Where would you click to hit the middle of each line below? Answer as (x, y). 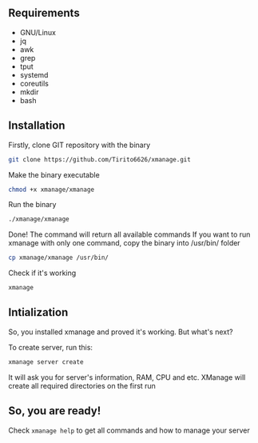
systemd (34, 74)
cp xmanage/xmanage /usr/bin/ (59, 258)
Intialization (38, 312)
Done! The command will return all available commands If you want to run (129, 234)
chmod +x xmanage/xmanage (51, 190)
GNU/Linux (38, 32)
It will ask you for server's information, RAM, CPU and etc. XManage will (127, 377)
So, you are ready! (55, 411)
